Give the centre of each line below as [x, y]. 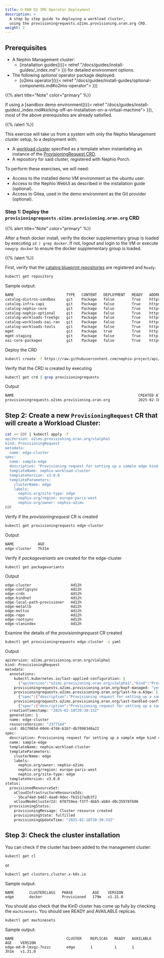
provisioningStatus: [30, 806]
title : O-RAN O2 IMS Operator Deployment [48, 10]
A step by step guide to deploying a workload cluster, [67, 19]
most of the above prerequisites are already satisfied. [59, 115]
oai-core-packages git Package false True [73, 340]
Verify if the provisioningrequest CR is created [51, 517]
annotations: [23, 674]
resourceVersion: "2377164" [38, 724]
